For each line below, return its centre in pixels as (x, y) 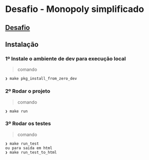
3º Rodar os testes (28, 124)
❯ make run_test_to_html (31, 152)
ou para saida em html (29, 148)
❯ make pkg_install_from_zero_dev (41, 79)
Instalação (22, 44)
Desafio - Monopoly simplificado (74, 9)
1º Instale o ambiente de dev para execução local (65, 58)
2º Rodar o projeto (28, 91)
